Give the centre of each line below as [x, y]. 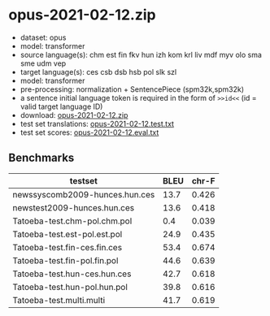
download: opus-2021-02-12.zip [74, 115]
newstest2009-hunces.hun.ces [74, 207]
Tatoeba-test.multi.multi [59, 300]
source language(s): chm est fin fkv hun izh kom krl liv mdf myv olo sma [141, 54]
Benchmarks [41, 158]
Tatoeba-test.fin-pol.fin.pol [65, 260]
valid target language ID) [61, 106]
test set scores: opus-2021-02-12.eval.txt [89, 132]
